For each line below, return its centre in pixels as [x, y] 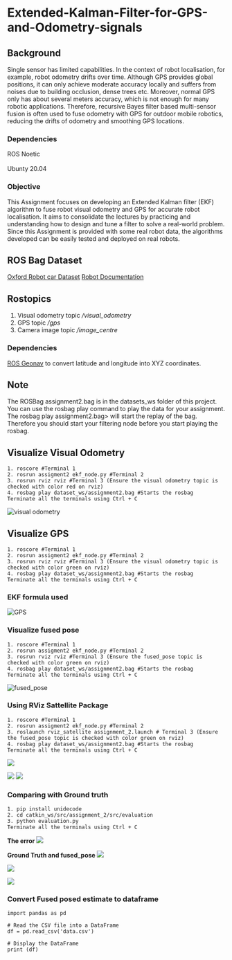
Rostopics [29, 299]
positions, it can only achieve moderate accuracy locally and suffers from [112, 84]
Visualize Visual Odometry [66, 452]
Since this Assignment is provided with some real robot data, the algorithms [115, 231]
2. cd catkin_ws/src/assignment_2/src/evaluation [80, 815]
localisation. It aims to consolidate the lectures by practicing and [99, 217]
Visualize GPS [38, 533]
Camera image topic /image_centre [67, 330]
